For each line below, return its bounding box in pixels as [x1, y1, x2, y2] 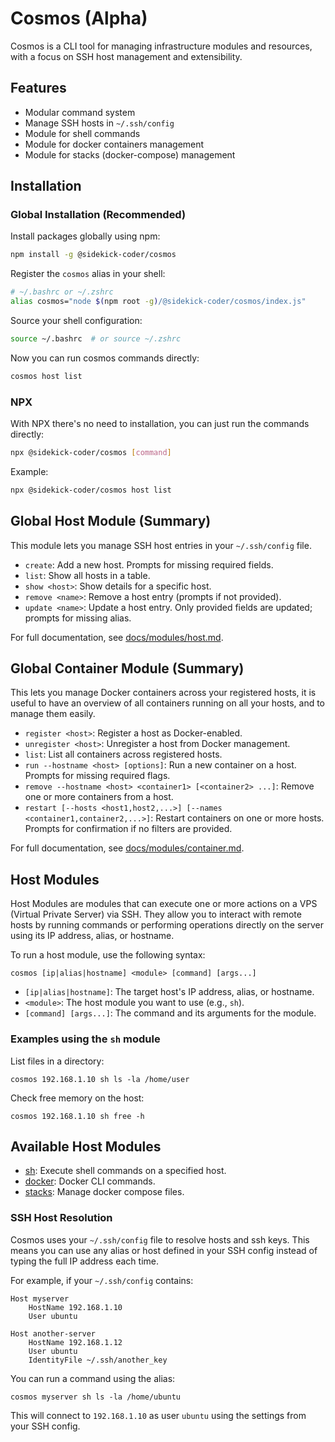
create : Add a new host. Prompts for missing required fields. [24, 558, 274, 571]
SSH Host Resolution [10, 1211, 113, 1225]
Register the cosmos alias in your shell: [10, 268, 166, 280]
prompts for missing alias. [24, 612, 132, 624]
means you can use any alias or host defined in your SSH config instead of [10, 1244, 318, 1256]
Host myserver [10, 1293, 70, 1304]
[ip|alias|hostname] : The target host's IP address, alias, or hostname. [24, 986, 315, 998]
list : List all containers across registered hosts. [24, 748, 223, 761]
